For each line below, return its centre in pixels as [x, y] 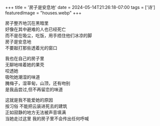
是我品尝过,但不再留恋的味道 [34, 89]
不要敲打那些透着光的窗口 [31, 48]
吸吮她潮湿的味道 [23, 77]
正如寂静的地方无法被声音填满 [35, 112]
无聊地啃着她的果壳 [25, 64]
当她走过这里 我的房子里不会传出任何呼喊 [47, 119]
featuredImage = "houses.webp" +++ [43, 13]
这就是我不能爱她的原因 [29, 100]
